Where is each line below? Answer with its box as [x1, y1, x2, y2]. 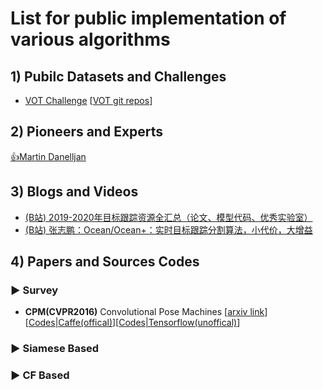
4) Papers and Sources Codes [10, 253, 200, 271]
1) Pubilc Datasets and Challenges [10, 68, 227, 85]
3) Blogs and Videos [10, 183, 139, 201]
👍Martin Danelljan [10, 150, 87, 162]
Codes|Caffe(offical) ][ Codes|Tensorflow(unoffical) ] [28, 317, 241, 329]
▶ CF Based [10, 368, 70, 382]
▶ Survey [10, 283, 59, 297]
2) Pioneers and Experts [10, 123, 164, 141]
